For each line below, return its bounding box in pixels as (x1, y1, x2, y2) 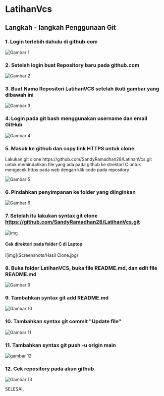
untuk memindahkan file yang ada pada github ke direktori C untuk (5, 162, 141, 168)
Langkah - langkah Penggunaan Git (5, 23, 116, 32)
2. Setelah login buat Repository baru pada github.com (5, 61, 140, 68)
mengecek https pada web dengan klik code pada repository (5, 167, 130, 173)
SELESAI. (5, 386, 24, 392)
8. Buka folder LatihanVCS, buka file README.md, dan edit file (5, 264, 158, 271)
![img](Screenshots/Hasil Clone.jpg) (5, 252, 78, 258)
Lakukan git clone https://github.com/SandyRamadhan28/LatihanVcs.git (5, 156, 152, 162)
